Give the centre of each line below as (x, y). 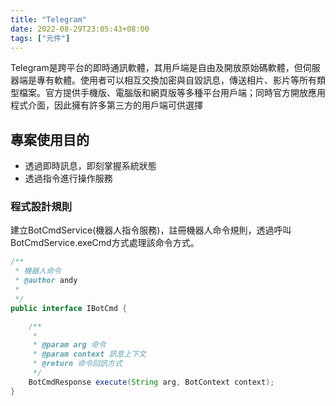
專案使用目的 (50, 139)
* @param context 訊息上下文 (89, 354)
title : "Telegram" (48, 19)
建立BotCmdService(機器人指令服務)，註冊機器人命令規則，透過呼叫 (151, 230)
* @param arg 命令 (69, 345)
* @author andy (46, 281)
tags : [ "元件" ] (40, 38)
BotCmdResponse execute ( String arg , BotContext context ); (151, 382)
